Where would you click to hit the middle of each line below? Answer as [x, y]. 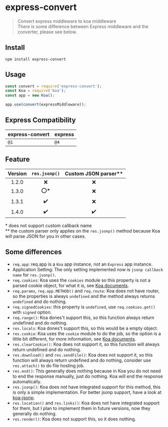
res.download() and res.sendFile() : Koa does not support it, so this [82, 355]
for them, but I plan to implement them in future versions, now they [81, 408]
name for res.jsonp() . [34, 275]
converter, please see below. [47, 32]
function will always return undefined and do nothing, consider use [82, 360]
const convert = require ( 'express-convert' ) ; [53, 86]
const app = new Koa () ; [30, 95]
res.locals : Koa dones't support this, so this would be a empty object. [85, 328]
